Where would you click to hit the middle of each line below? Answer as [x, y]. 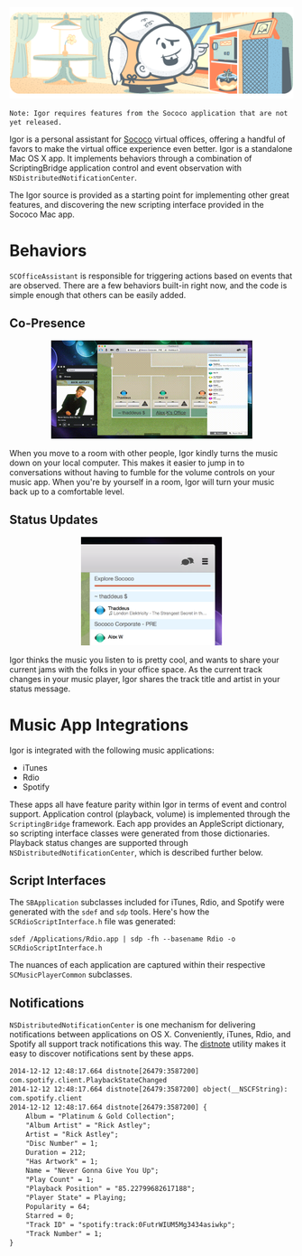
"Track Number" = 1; [64, 1234]
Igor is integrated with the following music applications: [112, 750]
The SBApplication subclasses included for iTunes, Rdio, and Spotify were [147, 903]
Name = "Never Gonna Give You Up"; [92, 1171]
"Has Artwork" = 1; [62, 1162]
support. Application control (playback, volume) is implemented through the [150, 814]
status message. [40, 689]
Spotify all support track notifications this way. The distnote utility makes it [148, 1044]
